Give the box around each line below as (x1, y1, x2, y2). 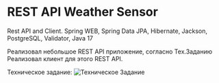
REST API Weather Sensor (7, 4, 159, 20)
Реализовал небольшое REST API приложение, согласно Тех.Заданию (7, 47, 213, 56)
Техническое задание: (7, 68, 73, 76)
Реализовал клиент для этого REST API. (7, 54, 123, 62)
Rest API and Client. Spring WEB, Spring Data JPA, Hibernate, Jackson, (7, 27, 207, 35)
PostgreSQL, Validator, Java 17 (7, 34, 94, 42)
